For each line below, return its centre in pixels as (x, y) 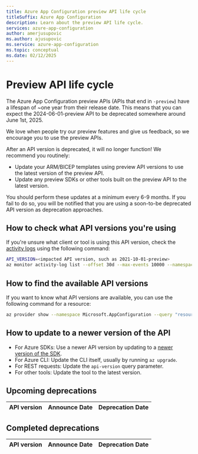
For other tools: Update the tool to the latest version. (78, 372)
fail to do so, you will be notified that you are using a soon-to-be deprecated (99, 203)
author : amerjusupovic (34, 34)
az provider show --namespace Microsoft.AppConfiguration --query (89, 314)
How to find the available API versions (77, 283)
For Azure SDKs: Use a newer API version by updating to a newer (94, 347)
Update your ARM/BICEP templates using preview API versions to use (99, 166)
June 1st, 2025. (25, 120)
